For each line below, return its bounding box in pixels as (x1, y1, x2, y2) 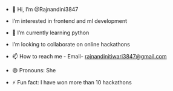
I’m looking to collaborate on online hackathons (11, 41, 130, 48)
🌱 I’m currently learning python (11, 29, 90, 36)
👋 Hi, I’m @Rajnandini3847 (11, 6, 79, 13)
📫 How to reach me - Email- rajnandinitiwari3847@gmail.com (11, 53, 168, 60)
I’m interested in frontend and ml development (11, 17, 128, 24)
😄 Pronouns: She (11, 67, 56, 74)
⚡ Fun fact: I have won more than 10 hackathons (11, 79, 132, 86)
